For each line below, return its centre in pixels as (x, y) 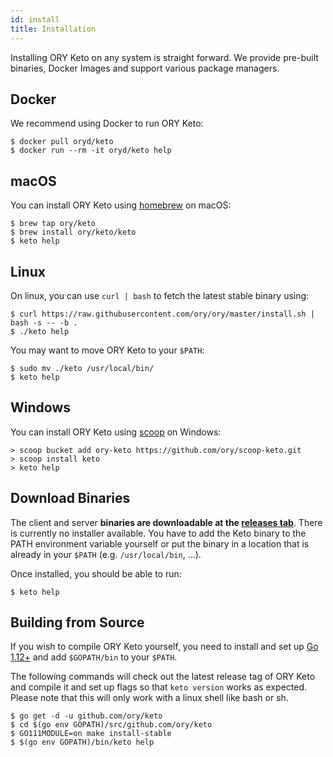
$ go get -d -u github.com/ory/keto (86, 716)
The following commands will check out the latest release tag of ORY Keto (163, 677)
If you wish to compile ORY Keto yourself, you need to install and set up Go (164, 647)
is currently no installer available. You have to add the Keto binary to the (158, 533)
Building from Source (77, 622)
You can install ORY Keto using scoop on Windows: (116, 432)
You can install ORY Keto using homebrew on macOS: (121, 205)
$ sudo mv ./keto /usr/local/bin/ (82, 368)
